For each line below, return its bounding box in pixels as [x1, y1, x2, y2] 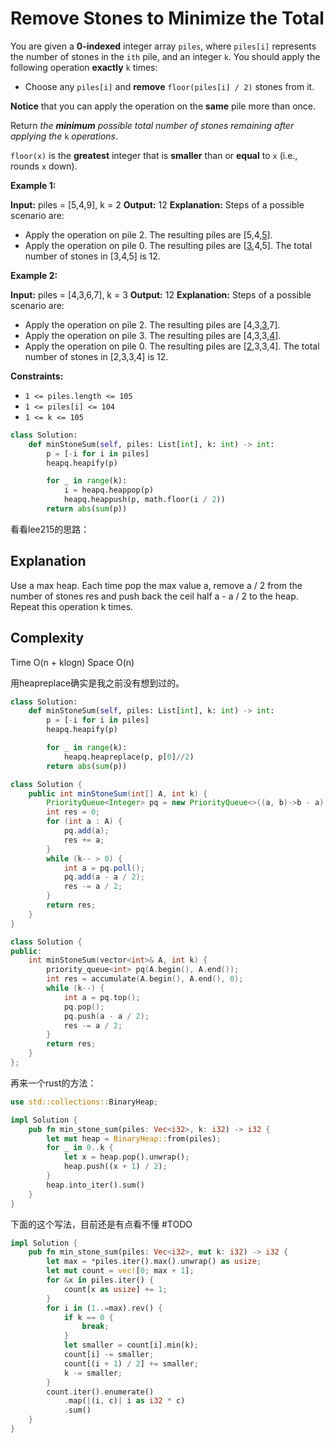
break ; [81, 1322, 110, 1332]
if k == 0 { [63, 1312, 114, 1322]
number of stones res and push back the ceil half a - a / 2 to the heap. [10, 590, 299, 602]
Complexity [10, 630, 85, 647]
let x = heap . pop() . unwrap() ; [63, 1152, 190, 1162]
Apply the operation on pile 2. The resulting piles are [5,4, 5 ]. [24, 228, 273, 241]
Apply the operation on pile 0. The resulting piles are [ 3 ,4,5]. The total [24, 239, 313, 251]
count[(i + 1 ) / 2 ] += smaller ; [63, 1358, 199, 1369]
